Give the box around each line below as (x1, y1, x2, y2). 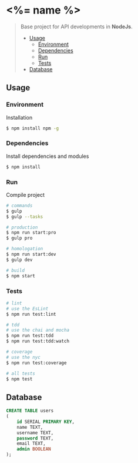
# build (6, 267, 25, 273)
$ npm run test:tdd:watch (6, 338, 69, 345)
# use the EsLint (6, 306, 49, 312)
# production (6, 224, 38, 230)
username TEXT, (16, 429, 54, 436)
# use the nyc (6, 354, 41, 360)
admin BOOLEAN (16, 446, 51, 452)
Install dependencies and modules (6, 153, 89, 160)
